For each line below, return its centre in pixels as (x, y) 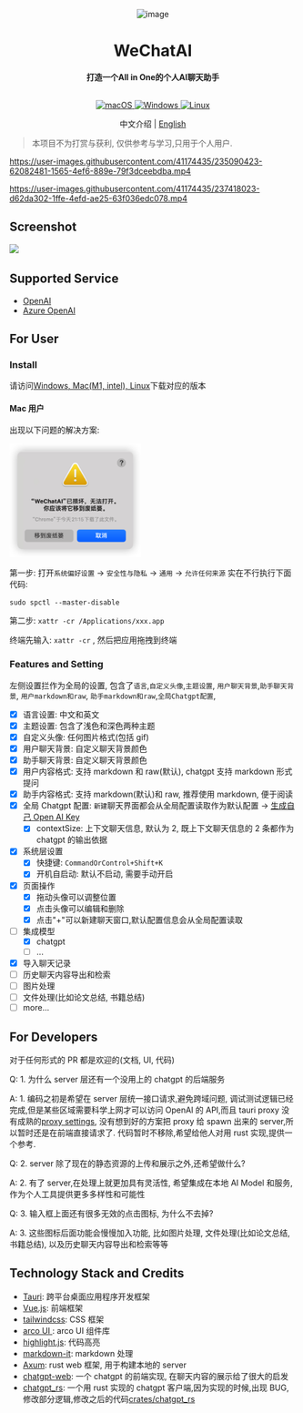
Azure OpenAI (49, 310)
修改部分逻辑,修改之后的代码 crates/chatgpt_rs (109, 1398)
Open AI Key (56, 817)
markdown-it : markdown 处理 (78, 1353)
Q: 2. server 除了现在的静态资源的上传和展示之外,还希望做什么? (127, 1164)
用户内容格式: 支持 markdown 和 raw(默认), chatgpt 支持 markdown (148, 772)
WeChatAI (153, 51)
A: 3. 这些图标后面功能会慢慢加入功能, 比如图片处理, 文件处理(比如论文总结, (150, 1233)
